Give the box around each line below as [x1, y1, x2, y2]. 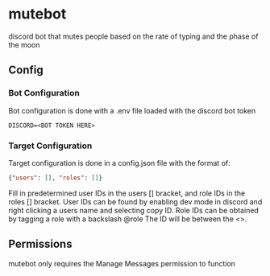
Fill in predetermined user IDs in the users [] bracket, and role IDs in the [8, 188, 246, 198]
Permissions [8, 237, 73, 251]
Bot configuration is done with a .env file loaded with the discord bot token [8, 105, 256, 115]
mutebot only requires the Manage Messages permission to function [8, 258, 236, 268]
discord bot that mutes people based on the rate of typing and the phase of [8, 31, 259, 41]
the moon [8, 39, 40, 49]
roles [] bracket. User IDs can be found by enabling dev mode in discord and [8, 196, 263, 206]
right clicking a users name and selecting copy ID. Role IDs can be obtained [8, 205, 260, 215]
